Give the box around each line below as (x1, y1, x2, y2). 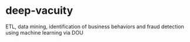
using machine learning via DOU (5, 29, 83, 36)
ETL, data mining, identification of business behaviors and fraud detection (5, 23, 184, 30)
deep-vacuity (5, 4, 73, 17)
